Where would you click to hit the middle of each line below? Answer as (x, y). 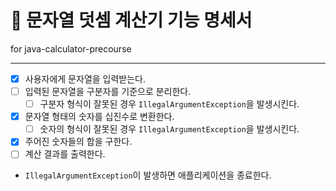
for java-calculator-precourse (71, 48)
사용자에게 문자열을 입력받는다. (85, 78)
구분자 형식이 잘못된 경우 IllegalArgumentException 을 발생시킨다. (169, 104)
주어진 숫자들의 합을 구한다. (78, 142)
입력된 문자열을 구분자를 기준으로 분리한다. (108, 91)
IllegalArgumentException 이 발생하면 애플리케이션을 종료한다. (148, 175)
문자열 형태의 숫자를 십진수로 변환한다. (99, 117)
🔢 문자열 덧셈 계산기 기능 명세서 (131, 20)
